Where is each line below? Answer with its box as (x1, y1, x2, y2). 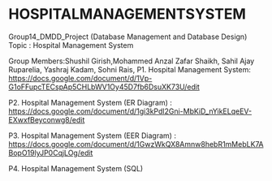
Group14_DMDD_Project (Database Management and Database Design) (8, 32, 248, 41)
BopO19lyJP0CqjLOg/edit (8, 148, 93, 157)
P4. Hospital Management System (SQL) (8, 163, 144, 173)
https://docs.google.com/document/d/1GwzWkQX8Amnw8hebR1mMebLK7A (8, 139, 264, 149)
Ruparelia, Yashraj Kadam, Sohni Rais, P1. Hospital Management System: (8, 64, 252, 74)
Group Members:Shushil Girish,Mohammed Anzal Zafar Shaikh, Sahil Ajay (8, 56, 255, 66)
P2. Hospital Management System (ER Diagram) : (8, 97, 172, 107)
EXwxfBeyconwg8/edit (8, 114, 85, 124)
